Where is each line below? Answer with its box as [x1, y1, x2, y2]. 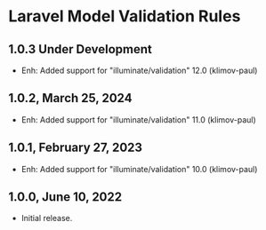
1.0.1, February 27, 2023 [8, 140, 143, 155]
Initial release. [20, 213, 73, 224]
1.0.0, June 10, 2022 [8, 189, 122, 205]
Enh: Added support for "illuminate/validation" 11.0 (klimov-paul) [20, 114, 257, 125]
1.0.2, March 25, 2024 [8, 91, 133, 106]
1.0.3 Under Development [8, 42, 153, 57]
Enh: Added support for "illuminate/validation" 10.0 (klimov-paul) [20, 163, 258, 174]
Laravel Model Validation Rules [8, 6, 241, 27]
